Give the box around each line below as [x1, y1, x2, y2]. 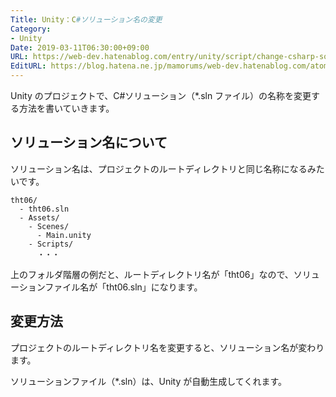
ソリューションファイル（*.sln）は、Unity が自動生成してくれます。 [10, 375, 287, 387]
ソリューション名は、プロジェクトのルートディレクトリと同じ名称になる [10, 162, 308, 175]
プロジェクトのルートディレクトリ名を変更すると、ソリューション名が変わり [10, 341, 325, 353]
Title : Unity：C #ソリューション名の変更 [10, 14, 163, 25]
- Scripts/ [28, 239, 74, 249]
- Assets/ [19, 212, 60, 223]
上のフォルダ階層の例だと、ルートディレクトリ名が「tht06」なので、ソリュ [10, 268, 320, 280]
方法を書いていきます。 [18, 102, 115, 114]
